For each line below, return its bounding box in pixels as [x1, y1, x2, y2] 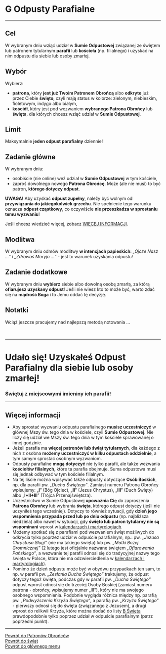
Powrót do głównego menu [5, 643, 60, 649]
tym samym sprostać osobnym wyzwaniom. [12, 455, 102, 461]
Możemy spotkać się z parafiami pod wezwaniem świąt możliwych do [12, 529, 155, 535]
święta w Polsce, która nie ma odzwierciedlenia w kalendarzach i [12, 555, 145, 561]
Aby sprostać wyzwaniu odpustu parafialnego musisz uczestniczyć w [12, 424, 157, 430]
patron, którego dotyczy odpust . [12, 186, 80, 192]
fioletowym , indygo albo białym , [12, 100, 78, 106]
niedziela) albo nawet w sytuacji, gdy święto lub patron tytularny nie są [12, 518, 160, 524]
